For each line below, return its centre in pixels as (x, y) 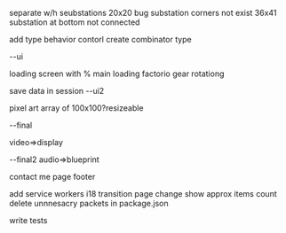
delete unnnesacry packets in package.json (89, 203)
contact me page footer (52, 177)
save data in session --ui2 (57, 91)
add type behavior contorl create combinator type (101, 39)
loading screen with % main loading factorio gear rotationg (117, 74)
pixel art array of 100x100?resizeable (76, 108)
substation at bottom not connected (75, 22)
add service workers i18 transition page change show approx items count (143, 194)
